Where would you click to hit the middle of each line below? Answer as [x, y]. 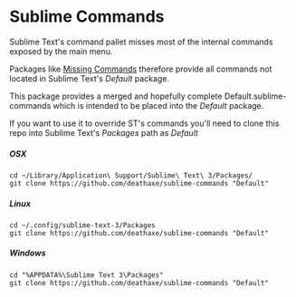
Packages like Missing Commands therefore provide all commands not [141, 69]
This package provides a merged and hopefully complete [116, 96]
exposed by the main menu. [61, 51]
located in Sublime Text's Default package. [90, 78]
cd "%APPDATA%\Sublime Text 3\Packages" [87, 275]
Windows [28, 253]
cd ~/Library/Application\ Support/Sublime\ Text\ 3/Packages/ [131, 175]
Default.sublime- [255, 96]
